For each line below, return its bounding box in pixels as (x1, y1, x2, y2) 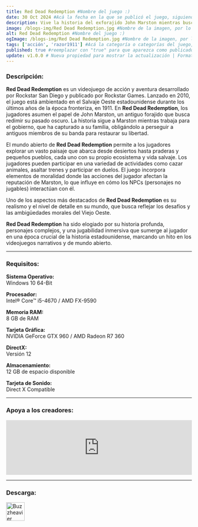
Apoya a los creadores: (6, 406, 74, 415)
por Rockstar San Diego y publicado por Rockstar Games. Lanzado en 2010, (6, 92, 190, 99)
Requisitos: (6, 260, 39, 268)
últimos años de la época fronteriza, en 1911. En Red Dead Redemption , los (6, 104, 189, 111)
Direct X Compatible (6, 386, 55, 393)
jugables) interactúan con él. (6, 185, 75, 192)
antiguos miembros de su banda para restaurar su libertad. (6, 130, 149, 137)
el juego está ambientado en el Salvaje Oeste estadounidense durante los (6, 98, 184, 105)
